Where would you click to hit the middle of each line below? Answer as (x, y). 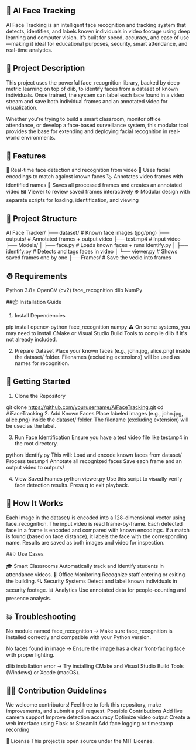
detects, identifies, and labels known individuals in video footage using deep (98, 31)
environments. (38, 137)
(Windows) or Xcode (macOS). (43, 672)
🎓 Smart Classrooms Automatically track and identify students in (85, 566)
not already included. (32, 339)
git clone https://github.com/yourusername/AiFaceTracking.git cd (85, 407)
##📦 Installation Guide (34, 302)
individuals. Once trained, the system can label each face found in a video (95, 95)
